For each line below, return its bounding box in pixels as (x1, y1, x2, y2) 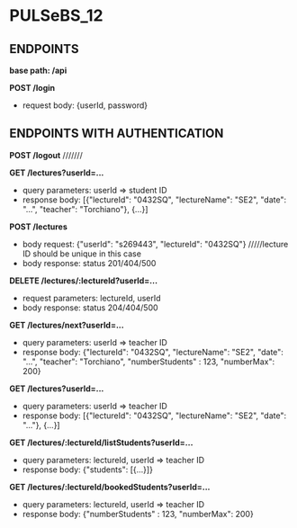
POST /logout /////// (9, 149, 83, 160)
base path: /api (9, 65, 67, 76)
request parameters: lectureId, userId (22, 292, 161, 303)
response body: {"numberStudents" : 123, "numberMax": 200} (22, 508, 254, 519)
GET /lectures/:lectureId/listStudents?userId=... (9, 437, 193, 448)
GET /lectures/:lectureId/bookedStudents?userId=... (9, 481, 211, 492)
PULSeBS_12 (9, 5, 103, 26)
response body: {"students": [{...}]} (22, 464, 153, 475)
